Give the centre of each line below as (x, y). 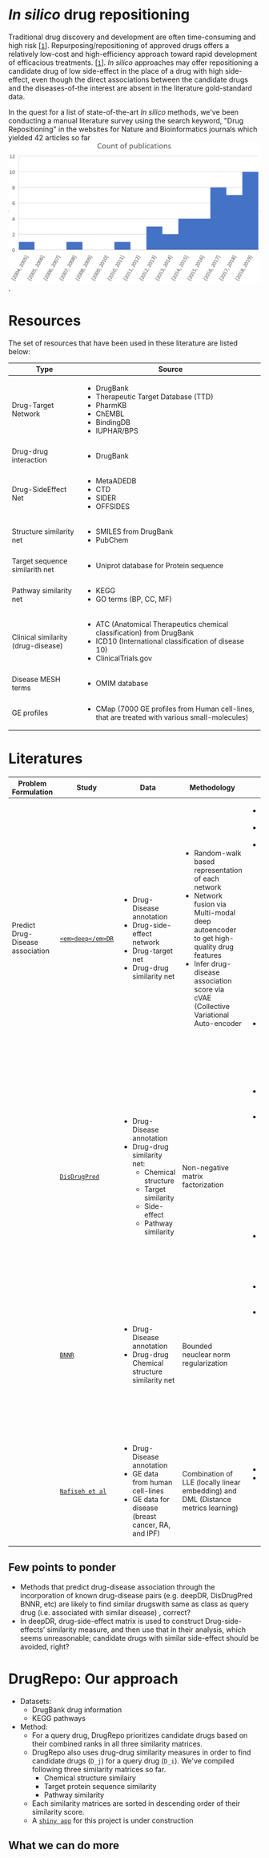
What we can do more (64, 1846)
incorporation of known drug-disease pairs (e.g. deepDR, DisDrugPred (137, 1595)
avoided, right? (44, 1646)
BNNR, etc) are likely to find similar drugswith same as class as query (134, 1604)
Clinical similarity (40, 637)
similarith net (33, 570)
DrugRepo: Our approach (93, 1679)
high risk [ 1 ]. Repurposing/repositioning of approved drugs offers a (119, 45)
